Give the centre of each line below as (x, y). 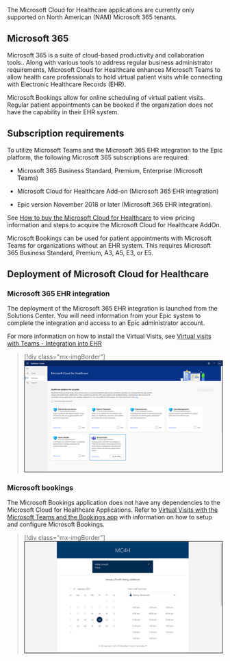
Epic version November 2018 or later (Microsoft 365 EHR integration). (115, 204)
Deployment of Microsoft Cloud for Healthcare (108, 274)
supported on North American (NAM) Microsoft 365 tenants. (92, 17)
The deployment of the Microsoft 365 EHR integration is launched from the (112, 309)
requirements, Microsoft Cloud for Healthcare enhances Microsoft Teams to (114, 69)
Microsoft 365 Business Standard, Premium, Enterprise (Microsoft (110, 170)
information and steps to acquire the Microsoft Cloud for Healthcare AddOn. (114, 224)
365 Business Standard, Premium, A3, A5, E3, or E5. (80, 252)
